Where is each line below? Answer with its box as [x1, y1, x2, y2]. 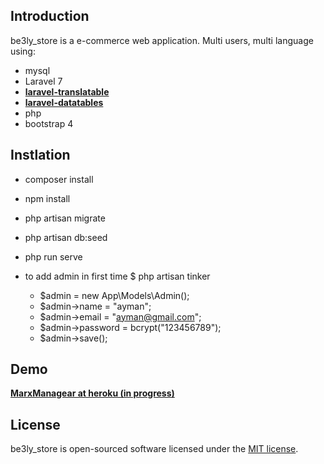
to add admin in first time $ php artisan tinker [24, 270, 211, 282]
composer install [24, 173, 94, 185]
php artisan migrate [24, 212, 106, 224]
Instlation [10, 147, 71, 164]
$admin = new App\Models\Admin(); [39, 289, 190, 301]
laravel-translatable [24, 85, 110, 98]
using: [10, 45, 36, 57]
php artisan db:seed [24, 231, 108, 243]
